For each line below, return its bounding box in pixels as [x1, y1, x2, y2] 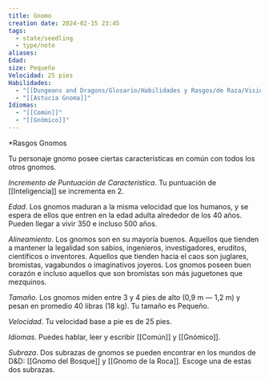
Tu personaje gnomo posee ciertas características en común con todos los [8, 153, 255, 163]
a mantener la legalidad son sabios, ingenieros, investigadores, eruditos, [8, 242, 247, 253]
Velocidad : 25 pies [8, 71, 74, 79]
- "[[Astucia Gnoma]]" [15, 94, 91, 102]
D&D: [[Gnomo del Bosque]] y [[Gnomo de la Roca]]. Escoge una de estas [8, 356, 252, 366]
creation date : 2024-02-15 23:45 [8, 19, 120, 27]
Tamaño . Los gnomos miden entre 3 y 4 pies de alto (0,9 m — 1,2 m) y [8, 292, 241, 302]
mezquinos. [8, 277, 47, 286]
